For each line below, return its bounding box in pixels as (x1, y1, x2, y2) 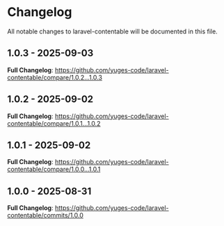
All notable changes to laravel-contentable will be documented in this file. (7, 27, 218, 35)
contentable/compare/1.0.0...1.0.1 (7, 165, 101, 174)
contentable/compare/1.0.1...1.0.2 (7, 119, 101, 127)
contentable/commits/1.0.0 (7, 211, 83, 220)
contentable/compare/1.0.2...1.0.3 (7, 73, 103, 81)
